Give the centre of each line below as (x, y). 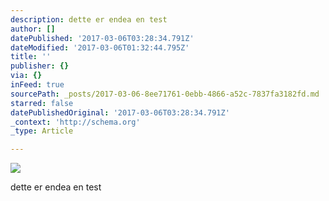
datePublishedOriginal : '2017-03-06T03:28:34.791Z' (120, 112)
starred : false (42, 103)
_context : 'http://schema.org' (75, 122)
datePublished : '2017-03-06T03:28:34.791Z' (102, 38)
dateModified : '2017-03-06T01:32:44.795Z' (100, 47)
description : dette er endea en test (89, 19)
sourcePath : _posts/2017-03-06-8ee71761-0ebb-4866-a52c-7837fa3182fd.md (165, 94)
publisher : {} (40, 66)
